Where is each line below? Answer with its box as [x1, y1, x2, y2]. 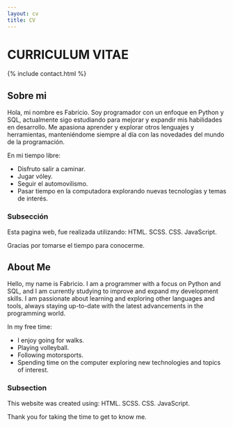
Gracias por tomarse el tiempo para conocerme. [7, 241, 145, 249]
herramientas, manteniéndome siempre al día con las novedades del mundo [7, 130, 225, 139]
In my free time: [7, 323, 52, 331]
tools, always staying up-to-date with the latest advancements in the [7, 302, 204, 310]
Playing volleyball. [17, 344, 70, 352]
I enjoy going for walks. [17, 336, 85, 344]
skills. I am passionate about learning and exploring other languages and [7, 294, 216, 303]
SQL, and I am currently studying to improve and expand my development [7, 287, 219, 296]
